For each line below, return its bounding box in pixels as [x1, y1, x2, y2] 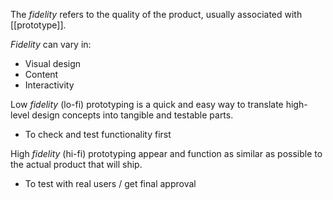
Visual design [24, 58, 82, 69]
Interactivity [24, 79, 75, 91]
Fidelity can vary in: [10, 39, 92, 50]
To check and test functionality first [24, 129, 172, 140]
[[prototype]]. [10, 19, 67, 31]
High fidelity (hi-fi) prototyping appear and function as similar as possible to [10, 148, 323, 159]
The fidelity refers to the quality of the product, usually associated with [10, 9, 303, 20]
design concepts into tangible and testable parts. [31, 109, 234, 121]
